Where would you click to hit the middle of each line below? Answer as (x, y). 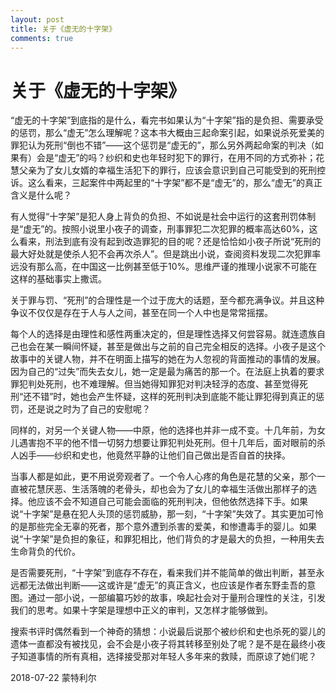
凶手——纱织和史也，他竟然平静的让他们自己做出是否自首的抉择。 (154, 455)
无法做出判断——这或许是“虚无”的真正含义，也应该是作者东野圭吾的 (167, 585)
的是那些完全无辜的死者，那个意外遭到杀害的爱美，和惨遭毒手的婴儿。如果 (163, 527)
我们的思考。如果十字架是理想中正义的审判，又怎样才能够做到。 (141, 610)
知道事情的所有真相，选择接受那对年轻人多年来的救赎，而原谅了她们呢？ (167, 657)
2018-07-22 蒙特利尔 (53, 678)
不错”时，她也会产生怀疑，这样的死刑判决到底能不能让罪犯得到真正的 (174, 397)
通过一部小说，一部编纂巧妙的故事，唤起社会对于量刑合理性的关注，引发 (176, 598)
